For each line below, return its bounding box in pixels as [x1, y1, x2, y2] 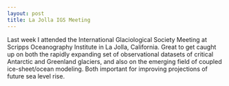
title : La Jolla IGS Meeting [7, 17, 91, 23]
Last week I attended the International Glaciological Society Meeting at [7, 35, 208, 43]
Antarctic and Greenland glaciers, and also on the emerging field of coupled [7, 57, 222, 65]
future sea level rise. [7, 72, 65, 80]
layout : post [7, 10, 45, 17]
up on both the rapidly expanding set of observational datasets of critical [7, 50, 214, 58]
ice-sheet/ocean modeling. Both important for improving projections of [7, 65, 208, 73]
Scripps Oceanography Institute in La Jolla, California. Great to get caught [7, 43, 217, 51]
